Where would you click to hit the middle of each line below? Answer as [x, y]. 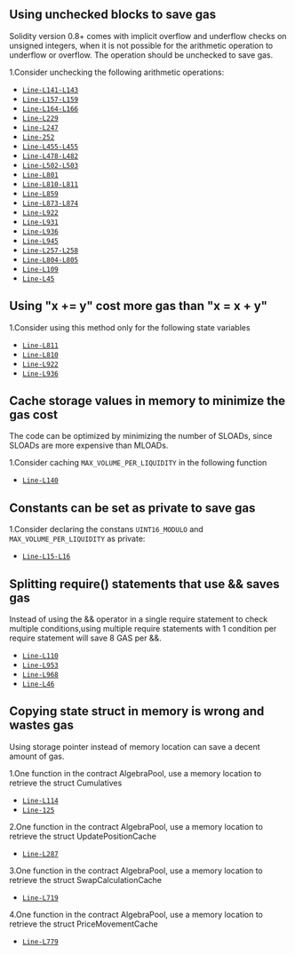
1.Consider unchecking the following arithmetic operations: [117, 72]
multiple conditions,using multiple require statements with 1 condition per [143, 629]
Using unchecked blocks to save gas [112, 15]
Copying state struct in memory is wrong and [137, 711]
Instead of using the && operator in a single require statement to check [139, 619]
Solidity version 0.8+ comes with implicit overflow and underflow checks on [148, 36]
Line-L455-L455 [50, 147]
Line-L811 [40, 346]
